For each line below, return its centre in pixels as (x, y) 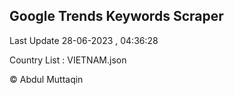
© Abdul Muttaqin (46, 79)
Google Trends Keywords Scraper (116, 16)
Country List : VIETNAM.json (68, 60)
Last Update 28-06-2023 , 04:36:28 (84, 40)
